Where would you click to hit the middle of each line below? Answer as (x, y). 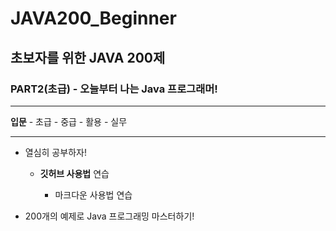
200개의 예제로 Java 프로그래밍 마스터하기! (109, 216)
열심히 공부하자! (55, 152)
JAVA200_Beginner (93, 18)
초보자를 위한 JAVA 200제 (88, 57)
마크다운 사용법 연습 (93, 194)
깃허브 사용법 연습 (74, 173)
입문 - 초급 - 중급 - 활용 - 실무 (69, 121)
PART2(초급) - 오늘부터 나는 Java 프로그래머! (114, 89)
